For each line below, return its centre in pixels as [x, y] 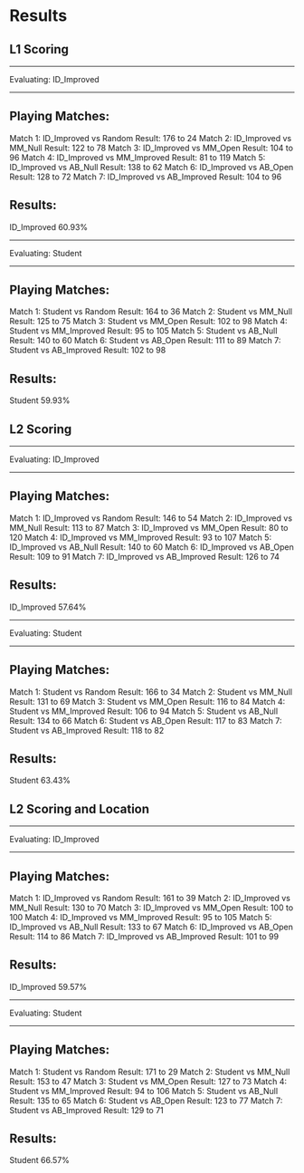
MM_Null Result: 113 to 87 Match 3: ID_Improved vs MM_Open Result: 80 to [149, 527]
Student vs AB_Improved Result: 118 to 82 [87, 730]
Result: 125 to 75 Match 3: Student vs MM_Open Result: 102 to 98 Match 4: [148, 322]
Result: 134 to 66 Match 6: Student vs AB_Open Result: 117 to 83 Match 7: [146, 720]
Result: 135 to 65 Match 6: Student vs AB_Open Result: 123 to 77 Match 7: [146, 1101]
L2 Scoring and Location [80, 808]
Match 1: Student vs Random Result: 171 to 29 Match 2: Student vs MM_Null [150, 1072]
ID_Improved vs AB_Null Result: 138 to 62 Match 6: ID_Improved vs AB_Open [152, 167]
